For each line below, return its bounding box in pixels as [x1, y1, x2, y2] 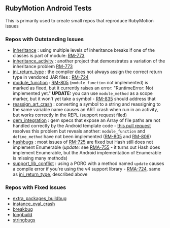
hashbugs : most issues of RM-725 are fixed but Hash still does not [12, 139, 153, 145]
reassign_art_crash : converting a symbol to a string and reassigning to [12, 101, 161, 107]
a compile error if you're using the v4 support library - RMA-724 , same [12, 166, 161, 172]
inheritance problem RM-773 [12, 63, 73, 70]
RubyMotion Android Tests [5, 4, 92, 13]
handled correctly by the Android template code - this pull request [12, 123, 151, 129]
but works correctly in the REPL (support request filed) [12, 112, 127, 118]
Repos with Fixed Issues [5, 184, 66, 191]
